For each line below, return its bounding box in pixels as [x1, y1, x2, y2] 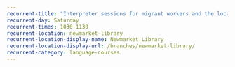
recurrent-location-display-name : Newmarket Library [6, 36, 164, 43]
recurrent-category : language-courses [6, 50, 120, 57]
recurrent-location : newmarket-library [6, 29, 123, 37]
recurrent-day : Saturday [6, 17, 79, 24]
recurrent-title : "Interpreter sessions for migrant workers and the [6, 10, 215, 17]
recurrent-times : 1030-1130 [6, 23, 89, 30]
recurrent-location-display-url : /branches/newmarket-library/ [6, 43, 196, 50]
